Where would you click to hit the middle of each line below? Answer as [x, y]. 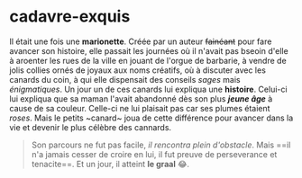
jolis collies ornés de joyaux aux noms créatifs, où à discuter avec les [137, 70]
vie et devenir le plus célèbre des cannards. [91, 127]
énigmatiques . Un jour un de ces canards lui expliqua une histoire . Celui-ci [148, 89]
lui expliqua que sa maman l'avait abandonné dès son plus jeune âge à [141, 98]
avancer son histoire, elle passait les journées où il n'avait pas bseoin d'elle [149, 50]
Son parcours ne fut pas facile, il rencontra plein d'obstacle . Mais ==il [161, 145]
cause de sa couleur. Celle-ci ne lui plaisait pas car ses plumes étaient [140, 108]
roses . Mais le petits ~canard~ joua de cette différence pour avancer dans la [151, 118]
